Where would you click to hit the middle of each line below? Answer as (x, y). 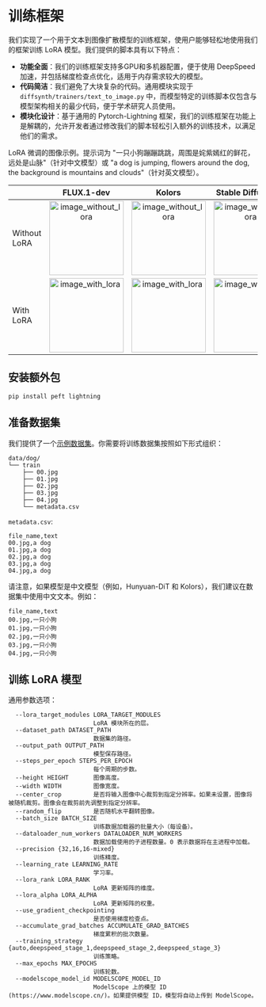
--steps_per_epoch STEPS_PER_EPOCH (74, 761)
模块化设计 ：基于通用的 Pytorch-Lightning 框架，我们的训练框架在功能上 (138, 116)
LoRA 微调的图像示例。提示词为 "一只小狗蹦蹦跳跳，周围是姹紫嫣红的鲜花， (131, 152)
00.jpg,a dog (30, 543)
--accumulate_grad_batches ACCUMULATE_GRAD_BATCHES (103, 926)
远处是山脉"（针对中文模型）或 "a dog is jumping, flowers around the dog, (129, 162)
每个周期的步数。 (117, 769)
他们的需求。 (40, 135)
